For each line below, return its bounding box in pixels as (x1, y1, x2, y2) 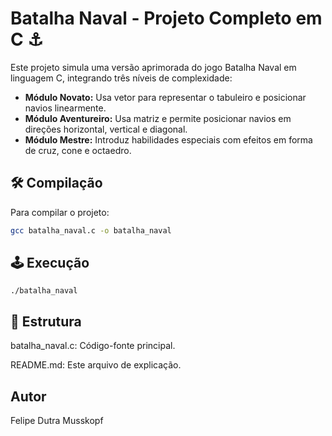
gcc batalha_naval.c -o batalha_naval (10, 225, 172, 236)
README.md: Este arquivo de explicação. (10, 359, 182, 371)
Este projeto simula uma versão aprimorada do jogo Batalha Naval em (10, 61, 297, 73)
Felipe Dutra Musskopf (10, 415, 104, 427)
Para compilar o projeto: (10, 206, 110, 218)
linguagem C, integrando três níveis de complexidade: (10, 72, 233, 84)
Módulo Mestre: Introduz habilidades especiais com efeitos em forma (24, 133, 313, 146)
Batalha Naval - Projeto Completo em (10, 7, 323, 30)
